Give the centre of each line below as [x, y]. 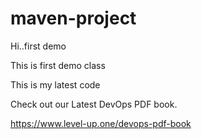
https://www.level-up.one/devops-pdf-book [101, 123]
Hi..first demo [38, 46]
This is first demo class [58, 65]
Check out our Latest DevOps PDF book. [94, 104]
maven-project [73, 18]
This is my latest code [55, 84]
